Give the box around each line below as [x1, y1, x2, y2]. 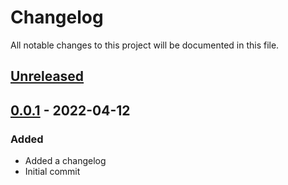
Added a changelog [24, 155, 107, 167]
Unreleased [10, 68, 85, 85]
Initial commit [24, 166, 81, 178]
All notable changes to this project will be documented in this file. [10, 39, 280, 51]
